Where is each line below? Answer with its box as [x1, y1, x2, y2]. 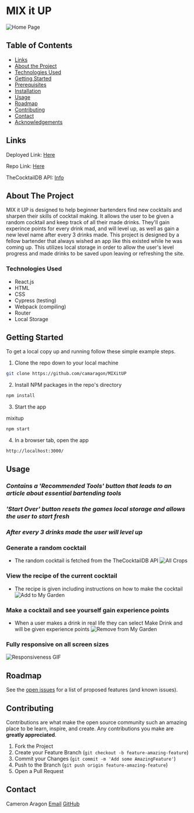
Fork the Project [14, 743, 54, 750]
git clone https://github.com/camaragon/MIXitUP [6, 371, 127, 377]
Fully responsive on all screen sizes [6, 640, 109, 648]
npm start [6, 426, 30, 432]
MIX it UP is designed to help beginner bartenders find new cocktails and [6, 207, 182, 214]
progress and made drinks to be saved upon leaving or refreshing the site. [6, 250, 185, 257]
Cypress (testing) [14, 296, 57, 303]
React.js [14, 278, 34, 285]
